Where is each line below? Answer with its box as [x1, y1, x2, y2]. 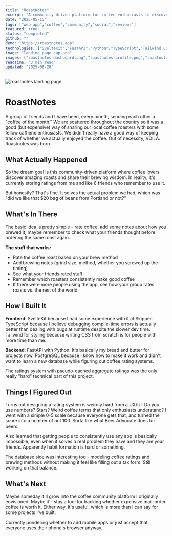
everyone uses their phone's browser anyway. [5, 525, 103, 531]
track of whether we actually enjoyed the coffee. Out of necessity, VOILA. [5, 135, 160, 141]
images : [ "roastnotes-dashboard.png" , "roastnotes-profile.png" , [5, 55, 145, 60]
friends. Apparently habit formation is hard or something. [5, 444, 125, 450]
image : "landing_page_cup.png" [5, 50, 72, 55]
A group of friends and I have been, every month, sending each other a [5, 114, 155, 120]
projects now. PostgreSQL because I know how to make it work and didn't [5, 352, 161, 359]
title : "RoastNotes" [5, 7, 50, 13]
